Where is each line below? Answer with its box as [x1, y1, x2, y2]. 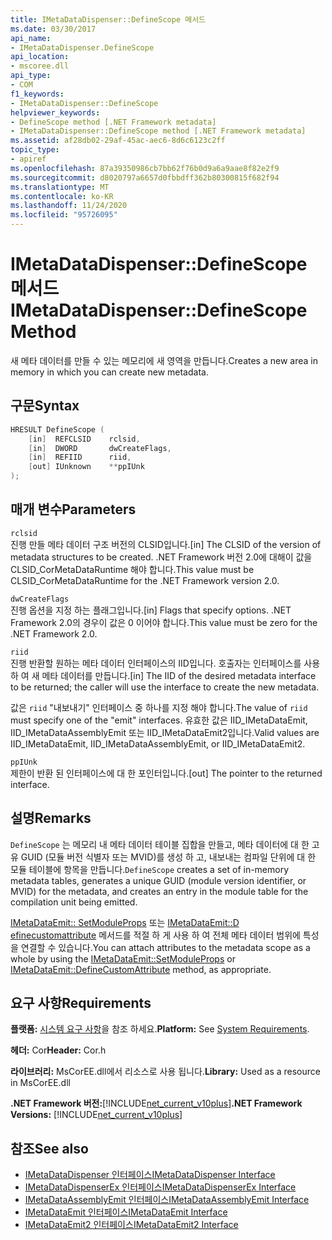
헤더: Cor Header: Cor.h [10, 1044, 107, 1056]
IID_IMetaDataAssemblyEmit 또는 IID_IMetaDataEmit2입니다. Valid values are [10, 726, 320, 738]
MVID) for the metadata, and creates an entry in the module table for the [10, 885, 309, 897]
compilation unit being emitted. [10, 896, 138, 908]
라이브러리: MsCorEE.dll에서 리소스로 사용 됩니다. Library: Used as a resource [10, 1066, 321, 1078]
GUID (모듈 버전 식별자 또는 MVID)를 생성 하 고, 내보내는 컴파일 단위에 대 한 [20, 851, 317, 863]
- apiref [10, 154, 47, 164]
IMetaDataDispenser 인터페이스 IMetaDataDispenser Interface [24, 1169, 276, 1181]
